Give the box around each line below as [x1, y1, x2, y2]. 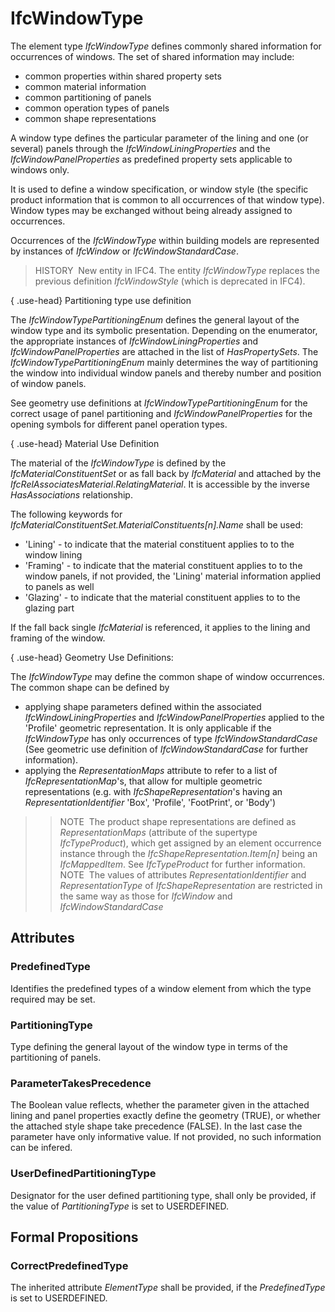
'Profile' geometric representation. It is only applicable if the [24, 722, 272, 734]
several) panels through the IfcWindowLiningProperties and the [10, 142, 271, 154]
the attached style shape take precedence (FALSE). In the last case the [10, 1120, 303, 1132]
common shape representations [24, 112, 157, 124]
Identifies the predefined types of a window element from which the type [10, 982, 312, 994]
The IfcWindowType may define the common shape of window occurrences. [10, 670, 325, 682]
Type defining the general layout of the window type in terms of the [10, 1040, 288, 1052]
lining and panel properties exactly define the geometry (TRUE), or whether [10, 1110, 322, 1122]
